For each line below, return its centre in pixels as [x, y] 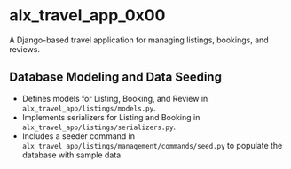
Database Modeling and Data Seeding [115, 77]
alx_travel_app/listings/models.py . [89, 108]
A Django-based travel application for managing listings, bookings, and [139, 40]
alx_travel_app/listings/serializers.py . [98, 127]
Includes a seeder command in [79, 136]
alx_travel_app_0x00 [87, 15]
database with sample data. [72, 155]
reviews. [24, 49]
